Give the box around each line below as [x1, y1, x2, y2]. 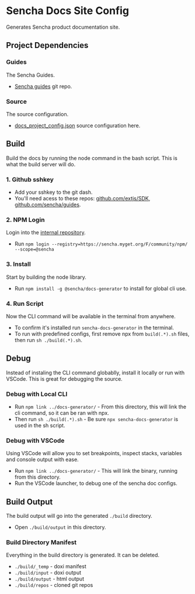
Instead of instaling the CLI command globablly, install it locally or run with [6, 369, 185, 376]
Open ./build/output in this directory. [14, 524, 106, 531]
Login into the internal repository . [6, 229, 86, 236]
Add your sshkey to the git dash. [14, 189, 93, 196]
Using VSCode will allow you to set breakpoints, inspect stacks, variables [6, 450, 182, 457]
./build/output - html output [14, 575, 85, 582]
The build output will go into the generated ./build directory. [6, 513, 153, 520]
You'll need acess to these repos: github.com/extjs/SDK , [14, 195, 151, 202]
